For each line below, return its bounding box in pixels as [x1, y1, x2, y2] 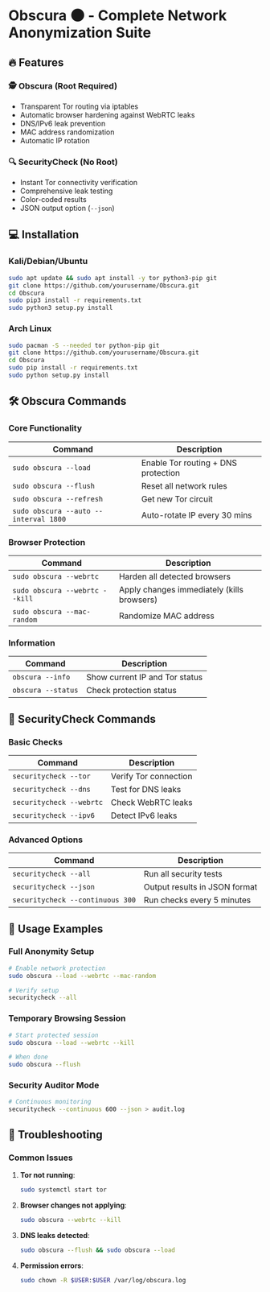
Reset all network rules [141, 480, 227, 491]
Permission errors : [19, 1261, 84, 1270]
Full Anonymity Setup [8, 946, 95, 957]
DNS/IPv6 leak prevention [19, 118, 106, 128]
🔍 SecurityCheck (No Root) [8, 156, 118, 167]
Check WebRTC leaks [111, 796, 193, 807]
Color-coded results [19, 195, 87, 204]
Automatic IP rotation [19, 135, 90, 145]
